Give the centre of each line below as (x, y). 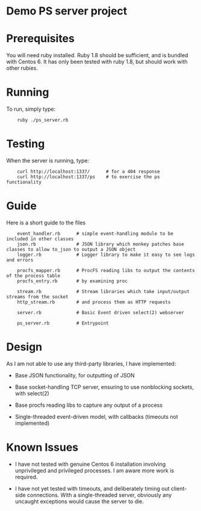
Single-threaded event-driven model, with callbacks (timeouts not (97, 417)
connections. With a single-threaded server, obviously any (99, 495)
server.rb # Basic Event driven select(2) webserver (101, 312)
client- (179, 488)
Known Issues (42, 448)
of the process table (33, 276)
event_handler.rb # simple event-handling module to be (95, 234)
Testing (26, 144)
